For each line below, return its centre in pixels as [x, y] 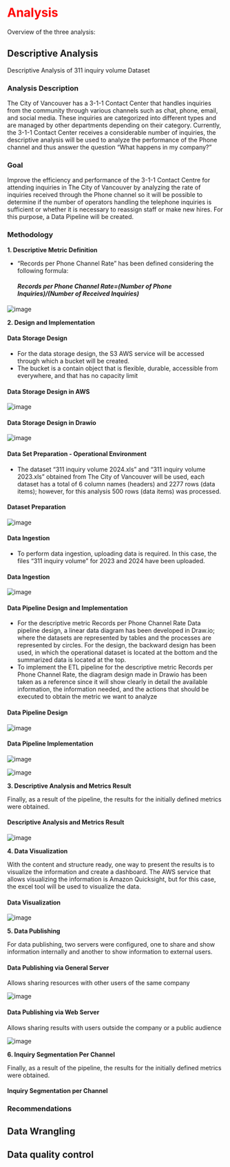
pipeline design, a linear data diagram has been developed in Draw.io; [116, 631]
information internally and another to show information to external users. [110, 952]
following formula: [43, 270]
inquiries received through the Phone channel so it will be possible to [105, 195]
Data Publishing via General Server [58, 967]
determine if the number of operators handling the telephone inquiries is [109, 202]
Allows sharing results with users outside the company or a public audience [114, 1027]
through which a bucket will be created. [73, 361]
